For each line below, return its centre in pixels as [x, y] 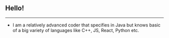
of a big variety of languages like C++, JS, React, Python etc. [76, 30]
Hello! [15, 8]
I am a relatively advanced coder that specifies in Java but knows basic [87, 25]
